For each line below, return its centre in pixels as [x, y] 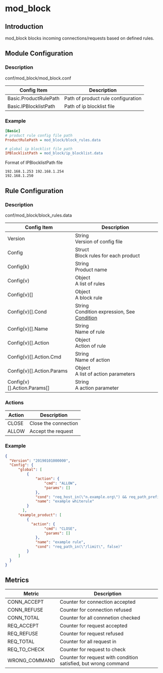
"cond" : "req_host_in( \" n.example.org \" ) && [81, 497]
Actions [15, 402]
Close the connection [54, 423]
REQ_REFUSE [23, 633]
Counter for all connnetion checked [100, 618]
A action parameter [97, 388]
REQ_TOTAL [21, 642]
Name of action [92, 360]
